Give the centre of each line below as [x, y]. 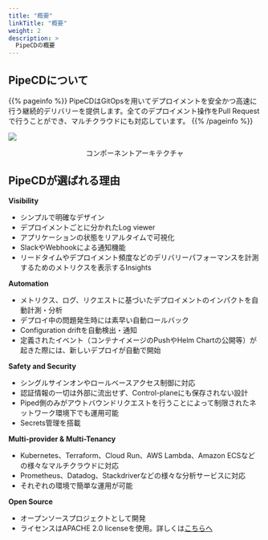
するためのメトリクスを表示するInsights [85, 267]
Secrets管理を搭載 [50, 423]
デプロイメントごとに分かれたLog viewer [87, 227]
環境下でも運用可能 [87, 412]
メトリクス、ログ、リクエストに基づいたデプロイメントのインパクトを [136, 300]
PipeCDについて [49, 80]
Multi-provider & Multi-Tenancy [62, 439]
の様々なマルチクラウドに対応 [69, 465]
